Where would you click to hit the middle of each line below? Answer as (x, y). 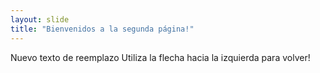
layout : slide (40, 19)
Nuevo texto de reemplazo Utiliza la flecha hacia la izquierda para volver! (160, 57)
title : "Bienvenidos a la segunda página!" (102, 29)
